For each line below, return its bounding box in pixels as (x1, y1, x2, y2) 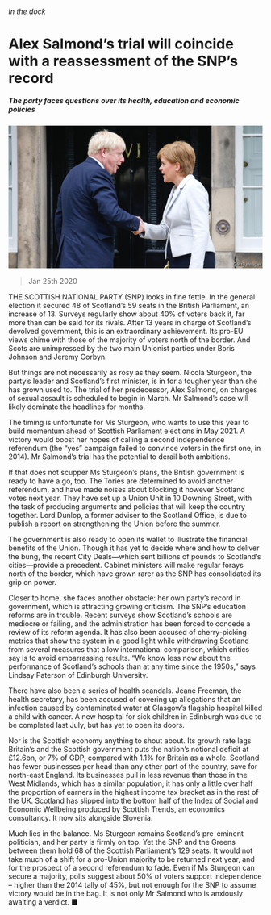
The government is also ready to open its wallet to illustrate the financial (8, 535, 248, 545)
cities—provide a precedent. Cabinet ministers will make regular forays (8, 561, 244, 570)
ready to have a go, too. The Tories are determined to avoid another (8, 476, 234, 486)
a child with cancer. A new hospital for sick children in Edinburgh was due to (8, 712, 262, 721)
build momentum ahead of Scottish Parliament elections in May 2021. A (8, 426, 246, 436)
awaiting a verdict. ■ (8, 897, 78, 907)
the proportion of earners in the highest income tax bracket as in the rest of (8, 788, 260, 797)
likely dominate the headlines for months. (8, 402, 145, 412)
